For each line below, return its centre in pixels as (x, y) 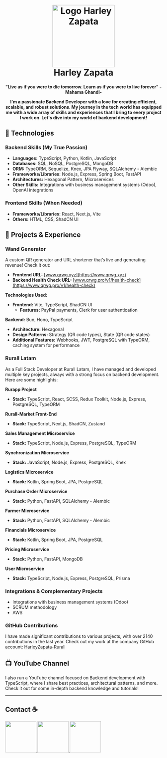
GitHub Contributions (32, 625)
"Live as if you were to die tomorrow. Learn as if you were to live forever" (82, 87)
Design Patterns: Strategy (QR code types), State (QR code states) (81, 335)
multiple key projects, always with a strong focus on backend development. (82, 374)
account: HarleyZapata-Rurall (35, 647)
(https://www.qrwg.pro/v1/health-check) (54, 285)
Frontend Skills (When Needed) (44, 203)
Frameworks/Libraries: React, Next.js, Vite (56, 214)
